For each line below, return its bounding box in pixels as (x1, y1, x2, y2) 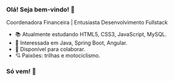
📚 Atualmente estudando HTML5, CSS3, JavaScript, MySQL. (14, 31, 167, 38)
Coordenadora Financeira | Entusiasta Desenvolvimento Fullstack (6, 19, 168, 26)
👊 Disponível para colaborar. (14, 46, 85, 53)
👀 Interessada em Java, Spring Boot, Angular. (14, 39, 128, 46)
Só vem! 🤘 (6, 67, 36, 76)
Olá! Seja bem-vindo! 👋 (6, 5, 75, 14)
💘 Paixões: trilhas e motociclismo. (14, 52, 101, 59)
